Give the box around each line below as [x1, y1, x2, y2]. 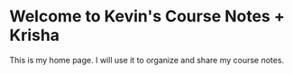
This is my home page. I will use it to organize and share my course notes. [9, 54, 285, 65]
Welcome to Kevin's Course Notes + [9, 6, 286, 27]
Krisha [9, 25, 60, 45]
